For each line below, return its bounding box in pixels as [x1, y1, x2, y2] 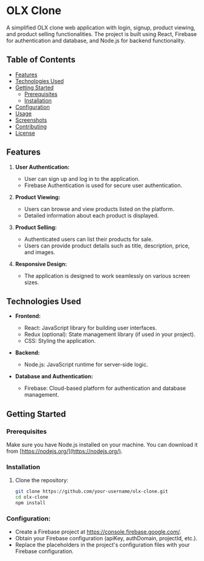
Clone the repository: [15, 477, 69, 484]
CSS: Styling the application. [24, 337, 96, 345]
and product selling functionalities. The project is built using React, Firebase [6, 30, 197, 37]
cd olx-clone [15, 494, 49, 501]
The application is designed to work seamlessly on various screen [24, 272, 191, 279]
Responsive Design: [15, 260, 67, 268]
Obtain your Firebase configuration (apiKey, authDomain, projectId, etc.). [15, 535, 198, 542]
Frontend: [15, 312, 41, 320]
